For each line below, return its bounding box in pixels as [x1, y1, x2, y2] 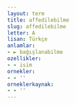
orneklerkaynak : [7, 81, 54, 88]
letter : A [7, 29, 36, 37]
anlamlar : [7, 42, 36, 49]
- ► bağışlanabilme [7, 49, 64, 56]
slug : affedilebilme [7, 23, 67, 30]
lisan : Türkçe [7, 36, 48, 43]
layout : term [7, 10, 45, 17]
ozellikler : [7, 55, 41, 62]
